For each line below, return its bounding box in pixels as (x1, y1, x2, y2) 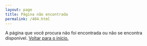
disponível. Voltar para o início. (5, 35, 69, 41)
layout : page (5, 7, 32, 12)
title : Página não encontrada (5, 12, 68, 17)
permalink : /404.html (5, 16, 50, 21)
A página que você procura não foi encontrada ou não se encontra (5, 30, 142, 36)
